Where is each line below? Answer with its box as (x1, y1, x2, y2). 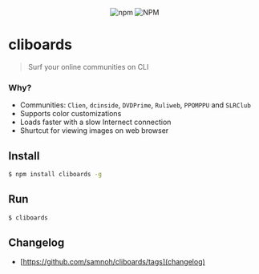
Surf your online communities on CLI (27, 62, 149, 71)
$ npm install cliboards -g (8, 171, 103, 179)
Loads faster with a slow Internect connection (19, 117, 172, 127)
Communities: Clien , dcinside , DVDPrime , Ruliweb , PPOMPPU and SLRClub (19, 100, 251, 110)
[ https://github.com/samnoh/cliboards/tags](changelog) (19, 257, 206, 267)
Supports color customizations (19, 109, 122, 119)
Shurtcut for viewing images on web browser (19, 126, 169, 135)
